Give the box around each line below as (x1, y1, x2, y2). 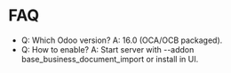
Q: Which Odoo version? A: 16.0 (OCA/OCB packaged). (20, 35, 223, 45)
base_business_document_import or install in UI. (20, 53, 199, 64)
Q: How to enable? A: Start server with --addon (20, 44, 195, 54)
